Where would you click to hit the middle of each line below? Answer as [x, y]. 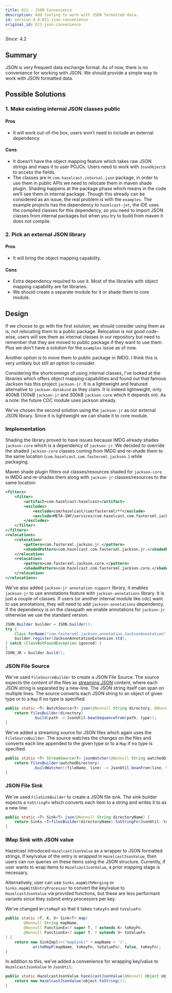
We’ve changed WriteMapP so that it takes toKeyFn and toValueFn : [73, 909]
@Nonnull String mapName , [51, 923]
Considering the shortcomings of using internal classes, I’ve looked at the [83, 373]
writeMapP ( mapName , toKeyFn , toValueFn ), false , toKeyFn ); [97, 947]
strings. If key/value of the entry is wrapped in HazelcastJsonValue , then [81, 856]
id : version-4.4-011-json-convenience [47, 19]
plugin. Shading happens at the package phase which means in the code [89, 188]
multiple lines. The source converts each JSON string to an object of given [84, 694]
